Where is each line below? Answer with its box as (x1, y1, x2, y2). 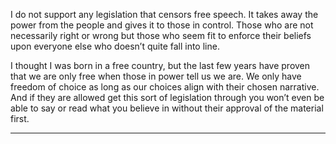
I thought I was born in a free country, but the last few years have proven (10, 60, 311, 71)
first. (10, 113, 30, 124)
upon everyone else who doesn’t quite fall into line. (10, 40, 220, 52)
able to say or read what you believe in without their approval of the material (10, 102, 324, 114)
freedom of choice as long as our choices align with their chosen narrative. (10, 81, 320, 93)
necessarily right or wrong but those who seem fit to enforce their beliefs (10, 30, 312, 41)
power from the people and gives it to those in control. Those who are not (10, 19, 314, 31)
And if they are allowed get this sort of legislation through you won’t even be (10, 92, 325, 103)
